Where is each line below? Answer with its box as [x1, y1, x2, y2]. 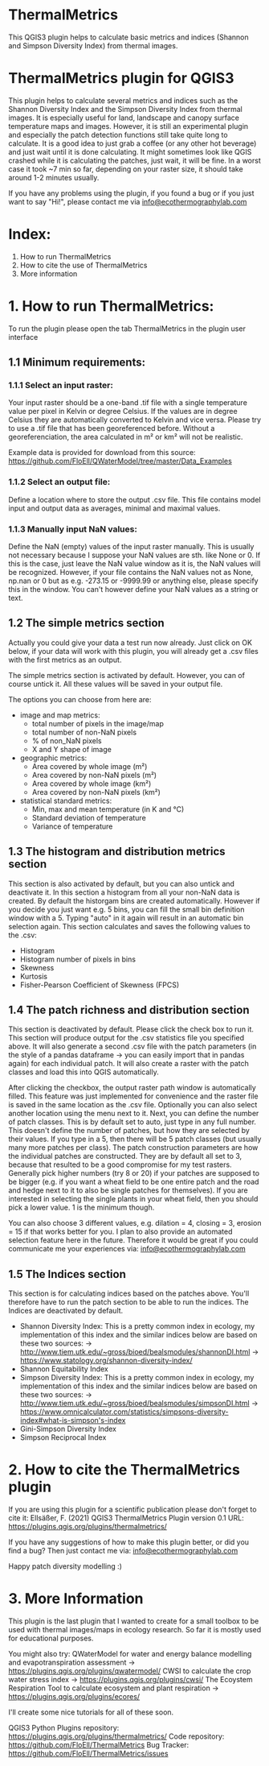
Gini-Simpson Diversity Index [19, 1424, 116, 1434]
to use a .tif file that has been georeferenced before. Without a [8, 424, 215, 433]
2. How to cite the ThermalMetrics [8, 1461, 241, 1479]
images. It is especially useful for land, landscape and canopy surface [8, 113, 239, 122]
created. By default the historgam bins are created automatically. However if [8, 895, 260, 905]
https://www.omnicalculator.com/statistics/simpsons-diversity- [19, 1407, 229, 1417]
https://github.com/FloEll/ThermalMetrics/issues [8, 1749, 169, 1759]
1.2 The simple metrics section [8, 616, 165, 630]
